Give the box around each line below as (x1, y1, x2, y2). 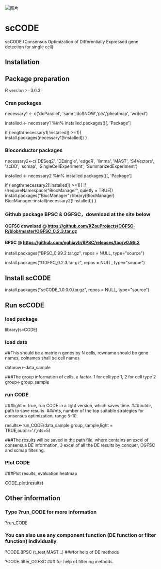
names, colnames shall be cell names (5, 355, 80, 361)
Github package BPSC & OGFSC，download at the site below (5, 211, 151, 217)
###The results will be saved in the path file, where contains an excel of (5, 437, 149, 443)
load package (5, 315, 38, 322)
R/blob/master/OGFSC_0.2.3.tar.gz (5, 228, 78, 234)
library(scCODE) (5, 327, 38, 333)
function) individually (5, 538, 57, 545)
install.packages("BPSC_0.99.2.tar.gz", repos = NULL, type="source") (5, 250, 145, 256)
